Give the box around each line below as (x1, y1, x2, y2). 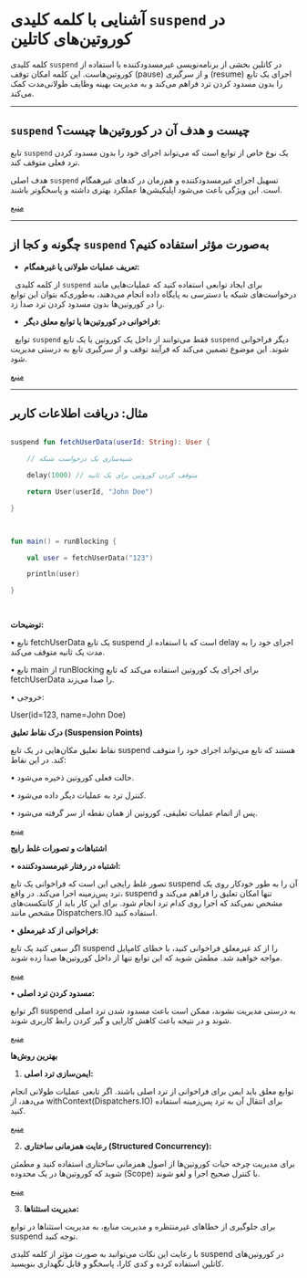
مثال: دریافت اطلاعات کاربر (10, 405, 148, 421)
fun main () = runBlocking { (10, 537, 118, 546)
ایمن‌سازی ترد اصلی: (23, 1068, 94, 1079)
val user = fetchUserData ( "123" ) (26, 553, 154, 562)
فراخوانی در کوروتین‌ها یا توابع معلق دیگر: (23, 316, 161, 327)
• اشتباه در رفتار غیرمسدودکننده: (10, 861, 121, 871)
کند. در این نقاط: (10, 754, 67, 765)
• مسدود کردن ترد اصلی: (10, 988, 95, 999)
